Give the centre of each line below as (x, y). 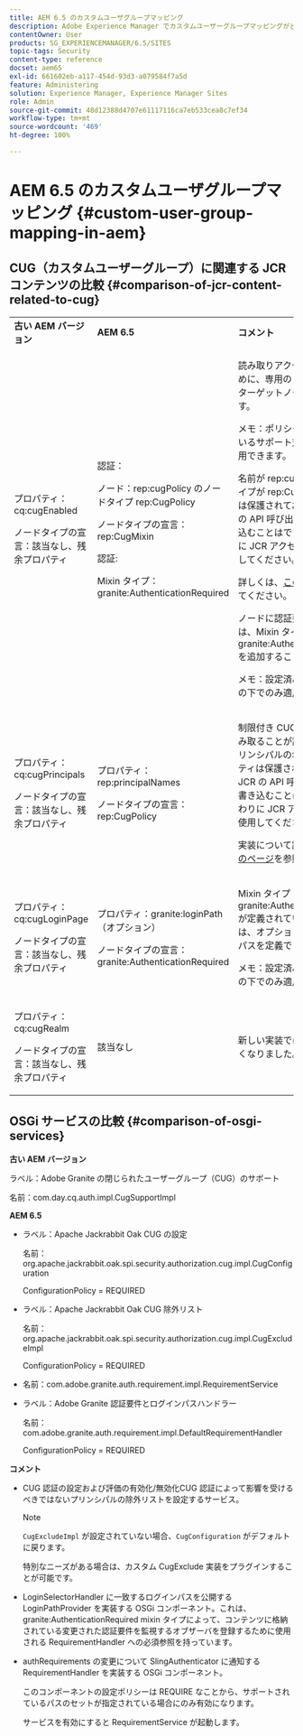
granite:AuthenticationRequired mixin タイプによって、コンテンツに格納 (155, 1619)
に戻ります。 (46, 1547)
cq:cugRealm (42, 1028)
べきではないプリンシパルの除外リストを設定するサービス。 (133, 1499)
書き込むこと (265, 795)
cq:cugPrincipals (50, 775)
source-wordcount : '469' (56, 127)
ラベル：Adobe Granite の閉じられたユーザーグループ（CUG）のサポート (145, 1178)
